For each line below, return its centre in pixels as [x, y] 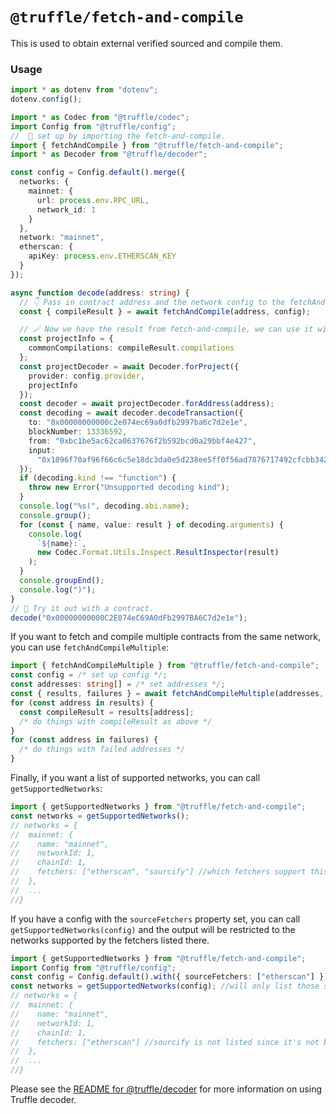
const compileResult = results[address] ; [107, 712]
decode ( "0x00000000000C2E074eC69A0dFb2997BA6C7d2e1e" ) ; [129, 618]
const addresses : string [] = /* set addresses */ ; [118, 684]
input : [42, 450]
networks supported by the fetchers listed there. [110, 940]
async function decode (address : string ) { [100, 293]
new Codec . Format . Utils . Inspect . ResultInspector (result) [158, 553]
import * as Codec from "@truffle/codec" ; [100, 117]
